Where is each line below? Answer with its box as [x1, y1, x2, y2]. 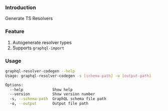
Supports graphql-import [12, 45, 65, 51]
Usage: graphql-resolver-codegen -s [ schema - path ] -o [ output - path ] [5, 73, 151, 78]
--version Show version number [10, 92, 95, 97]
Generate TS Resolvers [5, 16, 53, 22]
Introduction [5, 4, 36, 11]
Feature [5, 28, 25, 35]
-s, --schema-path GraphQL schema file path [10, 96, 107, 101]
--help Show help [10, 87, 73, 92]
